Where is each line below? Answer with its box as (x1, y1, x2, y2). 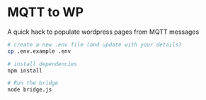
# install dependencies (7, 61, 78, 68)
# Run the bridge (7, 80, 59, 87)
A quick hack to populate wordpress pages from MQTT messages (7, 27, 200, 36)
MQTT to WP (7, 4, 84, 20)
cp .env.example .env (7, 47, 71, 55)
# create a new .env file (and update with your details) (7, 41, 182, 48)
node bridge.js (7, 86, 52, 94)
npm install (7, 67, 42, 74)
